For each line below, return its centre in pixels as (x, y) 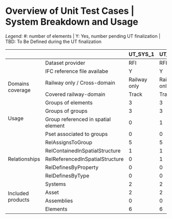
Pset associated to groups (77, 134)
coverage (19, 90)
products (19, 200)
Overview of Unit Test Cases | (70, 11)
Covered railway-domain (76, 94)
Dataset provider (65, 63)
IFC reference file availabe (77, 71)
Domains (18, 84)
